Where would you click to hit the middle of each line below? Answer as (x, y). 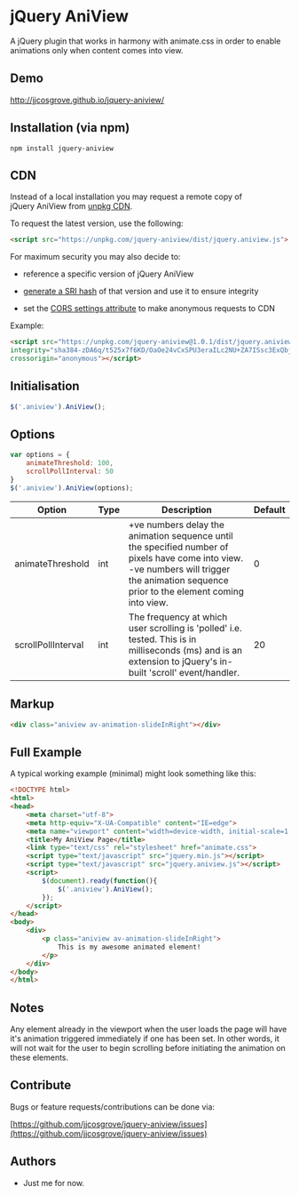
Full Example (46, 752)
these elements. (39, 1058)
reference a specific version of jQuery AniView (108, 274)
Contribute (41, 1085)
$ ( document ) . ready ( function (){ (100, 881)
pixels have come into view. (185, 557)
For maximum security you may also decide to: (95, 257)
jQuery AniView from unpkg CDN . (71, 206)
